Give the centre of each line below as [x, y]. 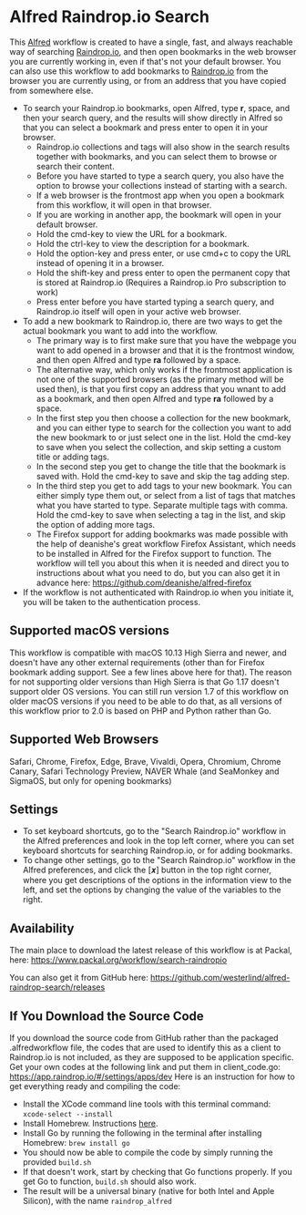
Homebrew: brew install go [76, 1143]
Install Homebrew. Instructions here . [90, 1123]
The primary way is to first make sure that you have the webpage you [166, 340]
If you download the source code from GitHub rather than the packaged [144, 1038]
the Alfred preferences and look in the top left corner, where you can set [158, 841]
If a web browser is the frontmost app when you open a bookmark [160, 195]
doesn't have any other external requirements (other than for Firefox [138, 662]
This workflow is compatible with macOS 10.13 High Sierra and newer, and [148, 653]
